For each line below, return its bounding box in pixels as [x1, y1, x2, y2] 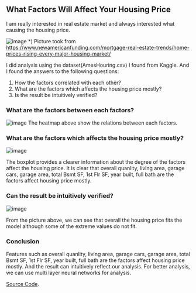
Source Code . [6, 281, 40, 287]
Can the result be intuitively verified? [6, 192, 114, 200]
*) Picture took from [28, 37, 76, 44]
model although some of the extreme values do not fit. [6, 222, 137, 230]
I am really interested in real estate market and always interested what [6, 20, 175, 27]
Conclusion [6, 237, 40, 245]
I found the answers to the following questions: [6, 67, 119, 75]
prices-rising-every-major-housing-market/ [6, 50, 111, 57]
